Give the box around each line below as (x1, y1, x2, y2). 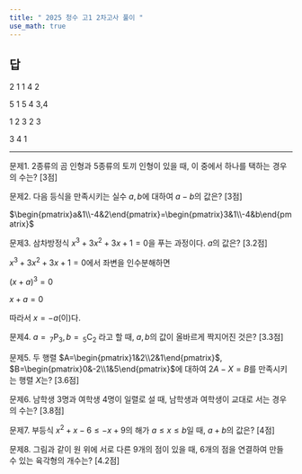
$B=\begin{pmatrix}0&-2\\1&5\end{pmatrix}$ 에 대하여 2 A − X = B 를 (9, 363, 257, 374)
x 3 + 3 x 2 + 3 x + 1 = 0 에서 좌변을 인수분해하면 (9, 255, 171, 268)
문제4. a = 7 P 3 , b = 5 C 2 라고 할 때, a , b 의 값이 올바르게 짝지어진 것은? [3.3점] (9, 332, 284, 344)
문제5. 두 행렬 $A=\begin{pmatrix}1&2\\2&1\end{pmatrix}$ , (9, 353, 223, 363)
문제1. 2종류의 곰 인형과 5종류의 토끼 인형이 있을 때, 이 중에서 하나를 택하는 (9, 161, 271, 172)
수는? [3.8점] (18, 406, 65, 416)
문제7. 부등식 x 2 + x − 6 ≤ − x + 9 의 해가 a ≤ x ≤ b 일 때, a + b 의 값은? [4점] (9, 424, 276, 435)
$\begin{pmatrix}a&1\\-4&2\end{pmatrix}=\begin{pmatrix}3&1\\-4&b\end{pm (9, 209, 292, 220)
